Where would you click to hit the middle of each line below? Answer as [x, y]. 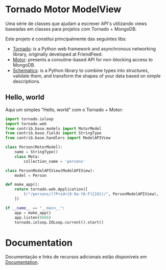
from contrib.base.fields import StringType [53, 133]
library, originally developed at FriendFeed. [58, 54]
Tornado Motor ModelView [63, 9]
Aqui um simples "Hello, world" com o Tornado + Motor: [64, 109]
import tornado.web [26, 124]
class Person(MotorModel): [34, 147]
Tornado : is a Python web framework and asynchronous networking [84, 48]
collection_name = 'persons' [55, 161]
